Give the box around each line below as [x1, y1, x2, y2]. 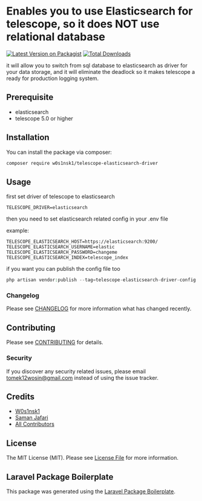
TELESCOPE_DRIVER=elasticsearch [6, 205, 88, 211]
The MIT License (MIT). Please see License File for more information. [6, 454, 178, 462]
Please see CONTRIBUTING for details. [6, 339, 104, 346]
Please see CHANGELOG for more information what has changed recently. [6, 305, 192, 313]
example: [6, 227, 29, 234]
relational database [6, 30, 106, 44]
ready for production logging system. [6, 75, 99, 82]
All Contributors [15, 420, 54, 428]
